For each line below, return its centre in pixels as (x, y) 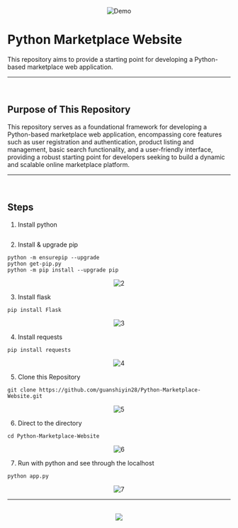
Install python (38, 225)
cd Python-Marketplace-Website (53, 436)
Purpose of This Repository (69, 110)
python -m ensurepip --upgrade (53, 257)
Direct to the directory (50, 423)
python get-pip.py (34, 264)
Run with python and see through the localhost (86, 463)
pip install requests (39, 350)
